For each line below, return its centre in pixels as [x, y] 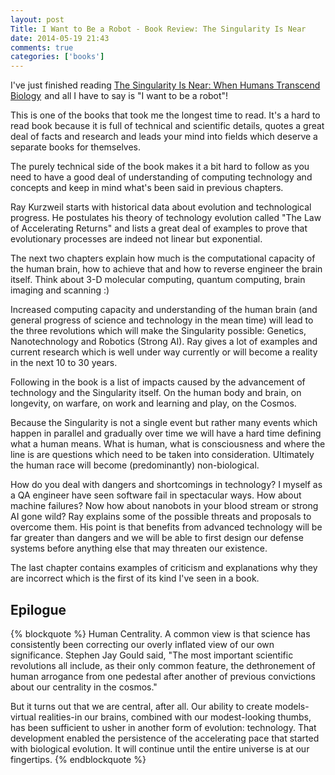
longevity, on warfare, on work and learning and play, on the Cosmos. [153, 403]
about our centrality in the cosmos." [84, 687]
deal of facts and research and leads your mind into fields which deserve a [164, 137]
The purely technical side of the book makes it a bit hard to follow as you [160, 167]
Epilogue [38, 609]
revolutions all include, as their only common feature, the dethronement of [163, 665]
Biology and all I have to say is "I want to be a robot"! [119, 96]
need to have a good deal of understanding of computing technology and [161, 177]
